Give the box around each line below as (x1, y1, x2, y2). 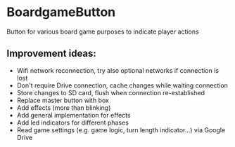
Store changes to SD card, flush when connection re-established (16, 88, 205, 97)
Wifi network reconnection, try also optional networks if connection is (16, 66, 220, 74)
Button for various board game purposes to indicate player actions (6, 27, 199, 36)
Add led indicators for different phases (16, 118, 129, 127)
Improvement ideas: (6, 48, 96, 59)
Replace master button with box (16, 96, 110, 104)
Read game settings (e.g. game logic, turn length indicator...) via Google (16, 125, 226, 134)
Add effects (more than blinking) (16, 103, 111, 112)
